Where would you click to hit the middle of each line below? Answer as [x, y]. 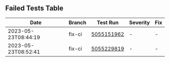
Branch [77, 22]
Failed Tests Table [34, 8]
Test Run [108, 22]
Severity [139, 22]
